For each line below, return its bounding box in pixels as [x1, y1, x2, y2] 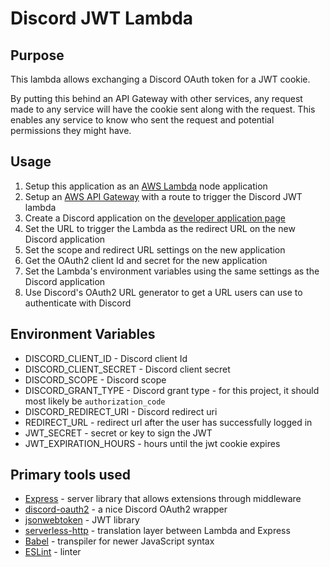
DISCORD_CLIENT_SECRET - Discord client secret [24, 363, 231, 375]
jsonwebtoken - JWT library [24, 514, 140, 526]
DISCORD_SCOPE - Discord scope [24, 373, 167, 386]
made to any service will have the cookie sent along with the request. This [10, 103, 316, 115]
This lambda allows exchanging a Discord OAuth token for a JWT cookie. [10, 73, 311, 85]
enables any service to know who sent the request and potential [10, 114, 275, 126]
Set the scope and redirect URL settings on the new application [24, 243, 286, 256]
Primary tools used [10, 467, 132, 484]
